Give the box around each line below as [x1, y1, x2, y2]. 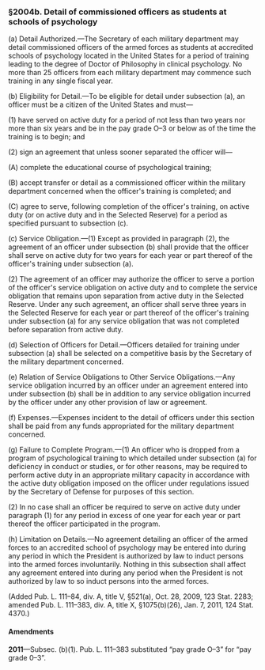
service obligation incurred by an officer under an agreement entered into [8, 380, 248, 390]
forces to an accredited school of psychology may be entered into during [8, 543, 247, 552]
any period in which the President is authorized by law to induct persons [8, 551, 244, 561]
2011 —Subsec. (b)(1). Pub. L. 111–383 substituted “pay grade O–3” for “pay [8, 644, 252, 654]
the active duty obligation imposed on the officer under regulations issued [8, 479, 249, 488]
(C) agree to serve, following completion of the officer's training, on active [8, 202, 250, 211]
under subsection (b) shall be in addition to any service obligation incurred [8, 389, 251, 399]
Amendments [8, 626, 54, 636]
